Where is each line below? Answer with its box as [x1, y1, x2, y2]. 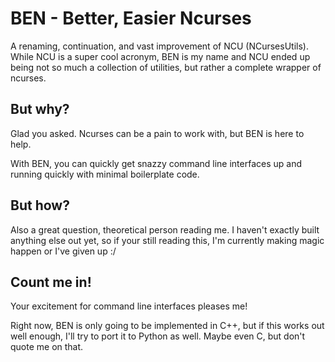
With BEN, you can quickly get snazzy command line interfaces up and [10, 157, 303, 169]
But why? [10, 101, 70, 118]
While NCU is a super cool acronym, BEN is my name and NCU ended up [10, 50, 311, 62]
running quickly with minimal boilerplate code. [10, 168, 200, 180]
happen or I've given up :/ [10, 245, 117, 257]
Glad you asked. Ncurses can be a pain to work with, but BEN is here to [10, 127, 305, 139]
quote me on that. [10, 341, 84, 353]
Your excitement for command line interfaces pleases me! [10, 300, 248, 312]
